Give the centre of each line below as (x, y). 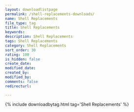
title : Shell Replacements (32, 28)
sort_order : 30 (20, 50)
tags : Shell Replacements (31, 41)
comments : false (21, 81)
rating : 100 (17, 55)
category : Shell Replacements (36, 46)
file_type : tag (20, 23)
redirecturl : (18, 86)
